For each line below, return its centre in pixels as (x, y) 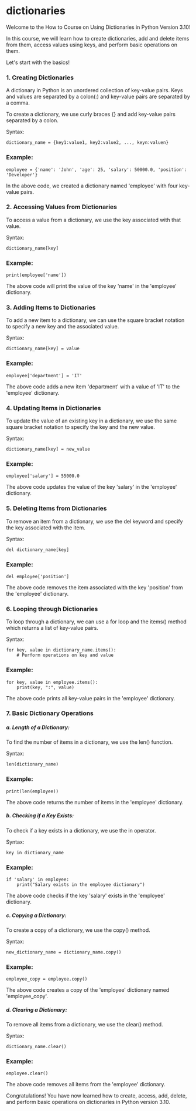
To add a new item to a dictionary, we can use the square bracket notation (95, 320)
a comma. (18, 103)
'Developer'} (22, 174)
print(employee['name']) (36, 275)
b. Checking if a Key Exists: (40, 815)
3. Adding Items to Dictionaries (51, 308)
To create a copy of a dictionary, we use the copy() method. (78, 930)
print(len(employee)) (32, 791)
